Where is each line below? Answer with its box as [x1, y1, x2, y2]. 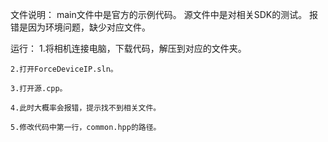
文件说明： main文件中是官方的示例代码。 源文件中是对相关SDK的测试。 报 [10, 9, 319, 20]
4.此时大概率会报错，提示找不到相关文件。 [10, 103, 162, 113]
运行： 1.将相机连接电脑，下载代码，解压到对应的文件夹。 [10, 43, 247, 54]
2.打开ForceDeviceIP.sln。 [10, 64, 118, 74]
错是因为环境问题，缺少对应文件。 [10, 21, 151, 33]
